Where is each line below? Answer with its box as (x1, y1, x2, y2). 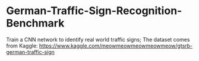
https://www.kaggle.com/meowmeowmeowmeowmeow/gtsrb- (39, 42, 193, 49)
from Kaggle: (6, 42, 38, 49)
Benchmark (6, 16, 65, 30)
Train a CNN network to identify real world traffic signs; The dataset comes (6, 36, 190, 43)
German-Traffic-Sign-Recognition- (6, 4, 182, 18)
